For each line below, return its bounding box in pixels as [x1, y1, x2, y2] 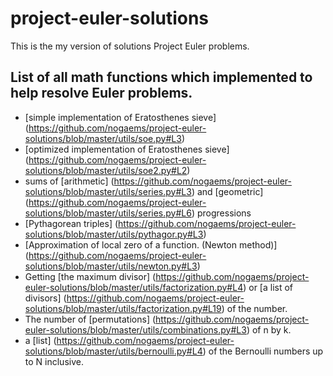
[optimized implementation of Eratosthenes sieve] [24, 143, 230, 155]
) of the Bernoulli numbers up [202, 345, 324, 357]
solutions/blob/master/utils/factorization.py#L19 [24, 302, 222, 314]
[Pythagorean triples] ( [24, 217, 119, 229]
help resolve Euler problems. [10, 85, 193, 102]
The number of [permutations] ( [24, 313, 157, 325]
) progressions [191, 207, 252, 219]
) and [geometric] [191, 185, 264, 197]
